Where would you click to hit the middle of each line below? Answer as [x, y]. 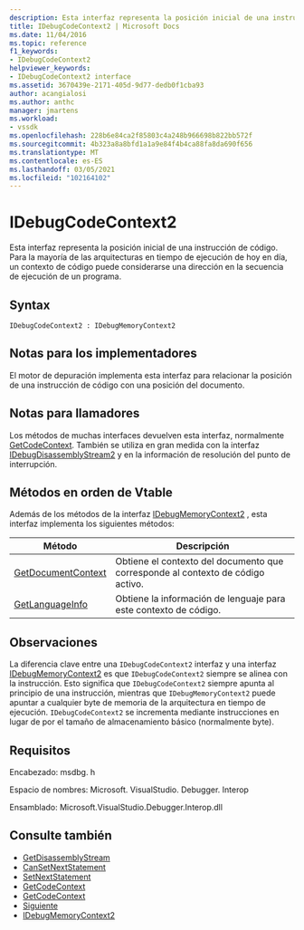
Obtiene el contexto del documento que [199, 561]
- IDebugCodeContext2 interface [70, 77]
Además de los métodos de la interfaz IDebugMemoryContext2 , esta [138, 514]
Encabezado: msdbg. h [52, 772]
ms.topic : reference [48, 43]
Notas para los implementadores [103, 354]
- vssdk [24, 128]
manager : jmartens [44, 110]
